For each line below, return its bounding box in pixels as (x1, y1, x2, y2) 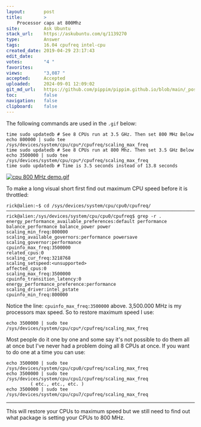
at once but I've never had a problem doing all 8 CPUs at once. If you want (6, 342, 190, 349)
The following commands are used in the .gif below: (6, 120, 137, 127)
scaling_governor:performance (6, 239, 82, 245)
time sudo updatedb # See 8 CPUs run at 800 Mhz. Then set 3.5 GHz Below (6, 147, 194, 153)
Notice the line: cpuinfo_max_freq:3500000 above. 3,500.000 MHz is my (6, 302, 182, 309)
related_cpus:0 (6, 249, 44, 256)
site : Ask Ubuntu (6, 25, 71, 32)
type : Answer (6, 36, 60, 42)
